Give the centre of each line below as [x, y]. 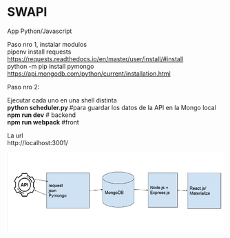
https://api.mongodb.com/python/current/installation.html [89, 74]
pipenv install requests [39, 52]
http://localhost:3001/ [38, 142]
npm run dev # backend [42, 115]
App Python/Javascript [40, 31]
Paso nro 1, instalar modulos [47, 44]
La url [15, 136]
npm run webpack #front [43, 122]
